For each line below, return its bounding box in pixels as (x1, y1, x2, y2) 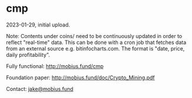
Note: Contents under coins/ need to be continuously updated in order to (6, 32, 183, 39)
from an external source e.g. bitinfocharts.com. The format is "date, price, (6, 45, 185, 52)
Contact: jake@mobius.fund (6, 85, 73, 92)
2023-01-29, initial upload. (6, 21, 70, 28)
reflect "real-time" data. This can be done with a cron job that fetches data (6, 39, 187, 46)
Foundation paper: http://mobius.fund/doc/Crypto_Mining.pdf (6, 74, 155, 81)
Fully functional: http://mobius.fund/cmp (6, 62, 104, 69)
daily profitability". (6, 51, 50, 58)
